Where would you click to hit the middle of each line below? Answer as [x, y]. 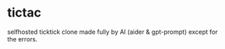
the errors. [22, 39]
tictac [24, 13]
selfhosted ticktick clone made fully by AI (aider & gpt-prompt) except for [112, 32]
